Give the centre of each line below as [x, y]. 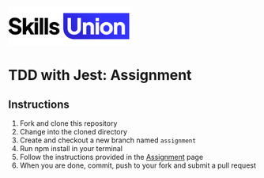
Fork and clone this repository [68, 123]
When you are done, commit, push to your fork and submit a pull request [138, 165]
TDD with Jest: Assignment [100, 76]
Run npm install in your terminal [71, 148]
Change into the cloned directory [74, 132]
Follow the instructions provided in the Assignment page [111, 157]
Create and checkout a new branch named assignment [107, 140]
